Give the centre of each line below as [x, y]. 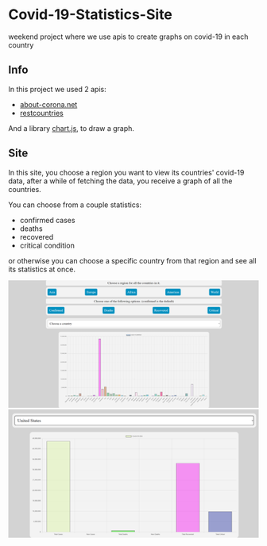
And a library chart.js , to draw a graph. [72, 128]
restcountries [41, 113]
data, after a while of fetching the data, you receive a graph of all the [120, 181]
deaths [31, 229]
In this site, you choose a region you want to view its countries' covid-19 [126, 172]
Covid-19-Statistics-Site [91, 15]
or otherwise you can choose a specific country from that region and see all [132, 260]
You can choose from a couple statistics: [75, 205]
